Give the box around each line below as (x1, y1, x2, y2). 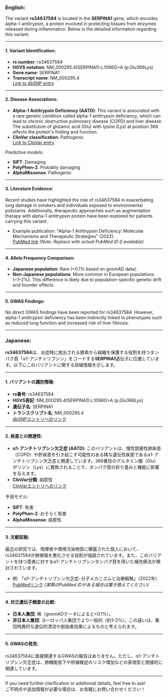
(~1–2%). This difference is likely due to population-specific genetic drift (12, 276, 161, 283)
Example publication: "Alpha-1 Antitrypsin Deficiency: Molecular (12, 228, 144, 234)
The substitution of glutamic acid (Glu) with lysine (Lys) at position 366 (12, 123, 158, 129)
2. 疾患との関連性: (5, 433, 42, 439)
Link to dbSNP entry (12, 80, 54, 86)
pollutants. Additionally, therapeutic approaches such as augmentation (5, 207, 151, 213)
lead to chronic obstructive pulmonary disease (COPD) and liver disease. (12, 118, 163, 124)
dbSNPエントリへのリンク (12, 416, 66, 422)
